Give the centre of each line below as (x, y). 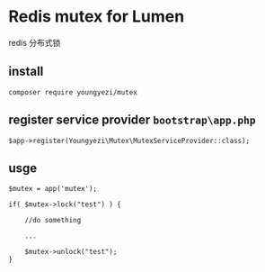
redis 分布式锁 (35, 42)
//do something (53, 221)
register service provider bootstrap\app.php (132, 120)
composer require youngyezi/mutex (73, 92)
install (26, 72)
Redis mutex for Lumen (97, 17)
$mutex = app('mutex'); (53, 189)
